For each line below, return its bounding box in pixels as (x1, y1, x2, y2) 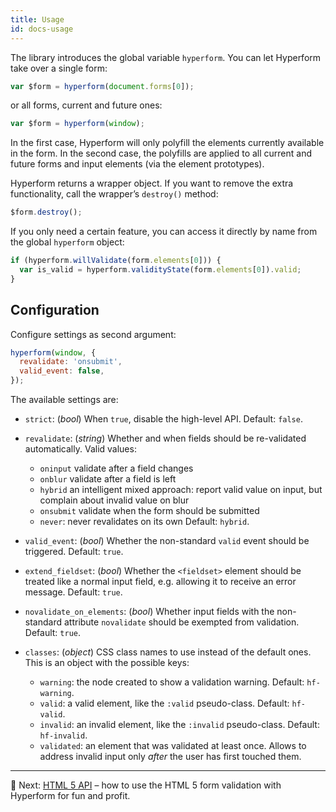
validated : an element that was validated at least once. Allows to (39, 740, 307, 752)
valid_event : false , (19, 366, 105, 376)
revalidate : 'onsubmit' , (19, 357, 123, 367)
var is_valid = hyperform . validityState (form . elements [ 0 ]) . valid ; (19, 265, 302, 275)
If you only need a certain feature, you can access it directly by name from (10, 226, 318, 238)
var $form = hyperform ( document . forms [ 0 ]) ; (10, 81, 195, 91)
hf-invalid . (39, 729, 88, 741)
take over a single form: (10, 62, 108, 74)
